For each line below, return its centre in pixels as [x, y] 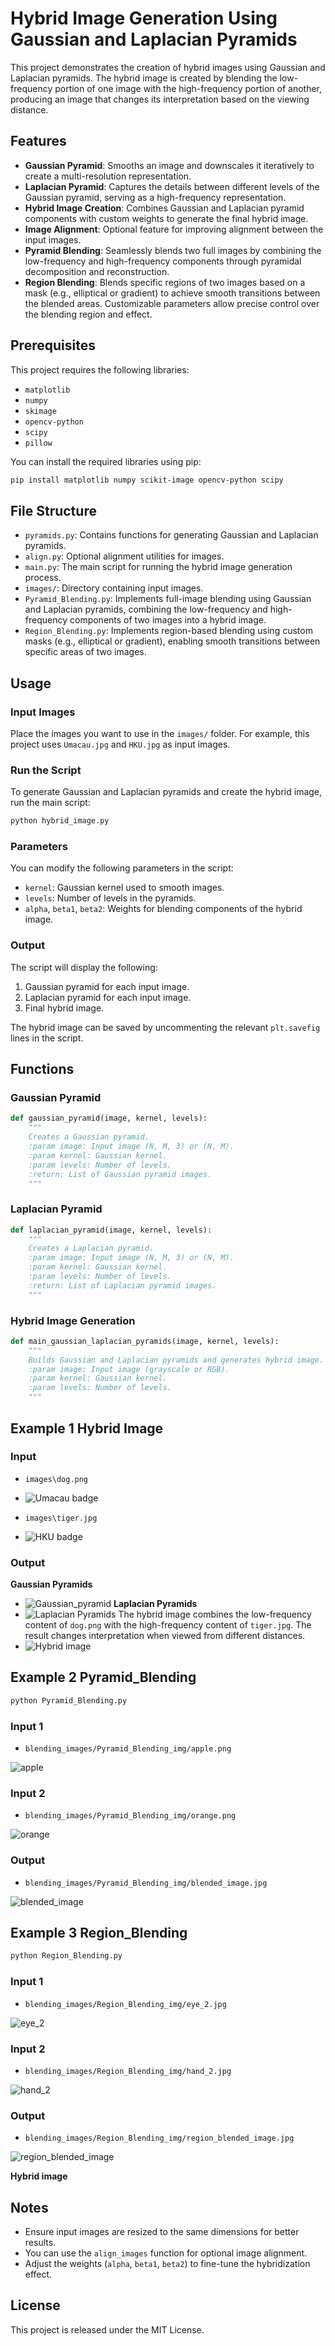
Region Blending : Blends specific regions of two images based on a [165, 282]
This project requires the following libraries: [100, 369]
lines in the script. [47, 1038]
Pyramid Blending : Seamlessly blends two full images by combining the [173, 250]
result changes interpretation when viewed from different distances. [165, 1636]
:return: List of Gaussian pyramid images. [120, 1174]
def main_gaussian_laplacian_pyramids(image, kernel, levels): [145, 1341]
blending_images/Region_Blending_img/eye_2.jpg [125, 2004]
